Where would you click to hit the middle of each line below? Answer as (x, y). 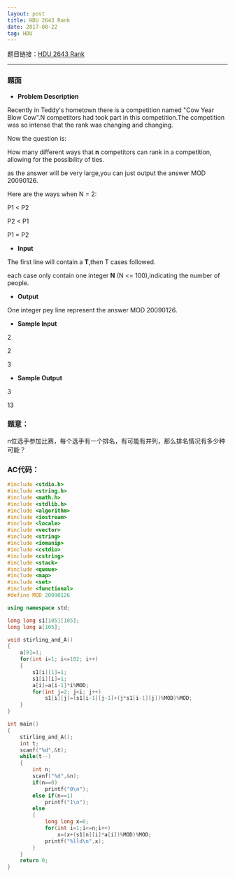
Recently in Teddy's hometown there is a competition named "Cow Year (111, 110)
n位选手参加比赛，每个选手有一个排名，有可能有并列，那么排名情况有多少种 (116, 441)
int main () (23, 724)
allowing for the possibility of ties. (56, 159)
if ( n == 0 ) (45, 782)
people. (18, 283)
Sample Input (37, 324)
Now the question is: (37, 138)
